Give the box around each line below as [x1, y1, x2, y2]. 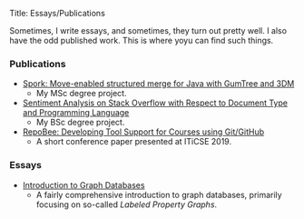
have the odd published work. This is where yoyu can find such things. [9, 35, 274, 45]
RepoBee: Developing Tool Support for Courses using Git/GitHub [22, 126, 265, 137]
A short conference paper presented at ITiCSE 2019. [35, 136, 232, 147]
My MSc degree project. [35, 88, 127, 99]
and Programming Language [22, 107, 130, 118]
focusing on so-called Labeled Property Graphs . [35, 199, 218, 210]
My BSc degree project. [35, 117, 125, 128]
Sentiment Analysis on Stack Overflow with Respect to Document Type [22, 97, 289, 108]
